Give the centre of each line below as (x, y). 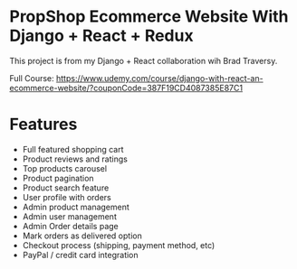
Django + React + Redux (101, 36)
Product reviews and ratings (75, 159)
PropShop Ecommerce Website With (149, 17)
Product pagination (58, 178)
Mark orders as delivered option (82, 236)
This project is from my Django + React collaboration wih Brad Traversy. (144, 60)
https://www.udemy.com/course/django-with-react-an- (160, 78)
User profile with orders (67, 197)
